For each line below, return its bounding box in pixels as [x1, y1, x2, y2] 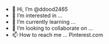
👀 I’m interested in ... [11, 12, 63, 19]
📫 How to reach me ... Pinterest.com [11, 32, 104, 38]
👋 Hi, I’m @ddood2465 [11, 6, 68, 12]
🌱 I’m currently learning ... [11, 18, 76, 25]
